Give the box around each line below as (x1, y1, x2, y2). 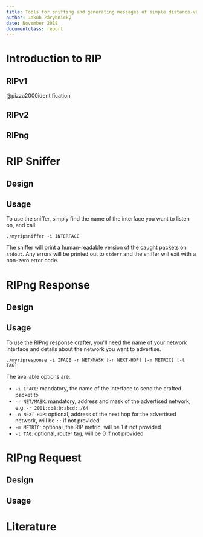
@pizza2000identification (6, 92, 71, 99)
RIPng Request (6, 451, 82, 464)
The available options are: (6, 373, 71, 380)
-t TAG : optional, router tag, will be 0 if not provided (14, 430, 144, 437)
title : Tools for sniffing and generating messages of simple (6, 8, 166, 15)
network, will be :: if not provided (14, 416, 100, 424)
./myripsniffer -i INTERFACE (6, 233, 80, 239)
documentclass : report (6, 25, 63, 32)
